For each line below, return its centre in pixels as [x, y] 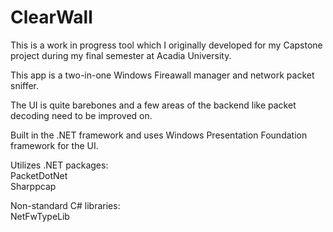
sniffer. [25, 85]
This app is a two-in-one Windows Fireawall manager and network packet [162, 75]
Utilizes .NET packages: [59, 165]
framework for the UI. [54, 145]
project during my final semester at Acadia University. [121, 55]
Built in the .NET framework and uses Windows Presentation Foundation [159, 135]
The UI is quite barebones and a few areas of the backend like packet [153, 105]
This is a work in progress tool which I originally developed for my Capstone [166, 45]
